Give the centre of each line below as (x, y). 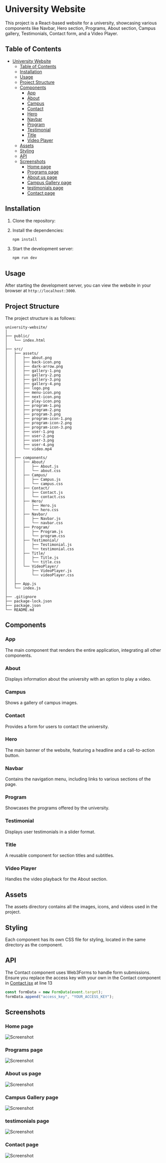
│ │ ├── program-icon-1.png (38, 418)
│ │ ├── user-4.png (30, 445)
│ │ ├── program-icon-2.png (38, 423)
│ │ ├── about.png (28, 358)
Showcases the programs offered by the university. (57, 808)
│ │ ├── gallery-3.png (33, 379)
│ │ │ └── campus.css (34, 484)
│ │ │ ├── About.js (32, 466)
